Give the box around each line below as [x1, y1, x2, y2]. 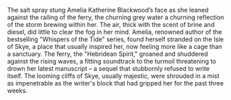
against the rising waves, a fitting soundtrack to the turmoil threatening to [7, 57, 216, 65]
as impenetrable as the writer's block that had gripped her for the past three [7, 79, 224, 87]
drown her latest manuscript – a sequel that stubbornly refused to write [7, 65, 210, 72]
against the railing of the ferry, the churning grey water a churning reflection [7, 13, 225, 21]
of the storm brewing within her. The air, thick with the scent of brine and [7, 21, 215, 28]
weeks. [7, 86, 28, 94]
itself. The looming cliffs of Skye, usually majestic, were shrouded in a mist [7, 72, 220, 80]
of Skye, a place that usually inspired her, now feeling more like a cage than [7, 43, 223, 50]
